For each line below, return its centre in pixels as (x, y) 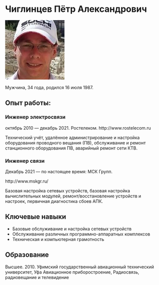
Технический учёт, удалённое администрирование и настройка (72, 138)
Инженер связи (25, 161)
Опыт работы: (28, 103)
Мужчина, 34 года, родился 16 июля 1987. (49, 87)
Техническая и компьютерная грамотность (58, 239)
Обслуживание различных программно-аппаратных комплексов (81, 234)
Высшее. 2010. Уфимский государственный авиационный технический (79, 267)
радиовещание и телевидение (37, 277)
